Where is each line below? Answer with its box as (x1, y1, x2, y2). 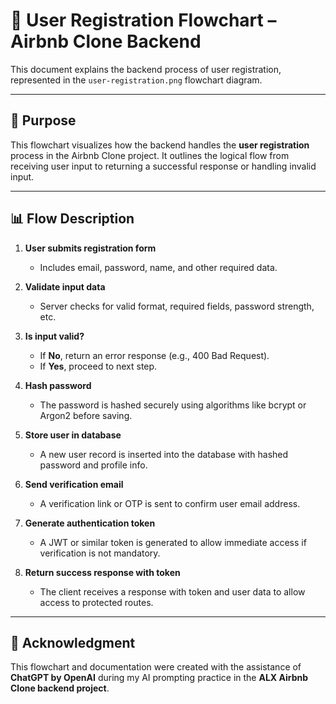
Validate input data (24, 280, 106, 293)
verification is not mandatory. (39, 547, 161, 559)
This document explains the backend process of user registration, (10, 63, 282, 75)
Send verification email (24, 478, 124, 490)
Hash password (24, 379, 92, 391)
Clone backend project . (10, 682, 110, 694)
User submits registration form (24, 242, 157, 254)
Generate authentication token (24, 517, 156, 529)
